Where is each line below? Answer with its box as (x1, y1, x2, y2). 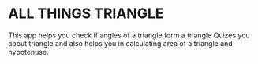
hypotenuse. (8, 47, 49, 56)
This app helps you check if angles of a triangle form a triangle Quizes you (8, 30, 250, 40)
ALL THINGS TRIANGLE (8, 5, 164, 23)
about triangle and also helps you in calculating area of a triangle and (8, 38, 233, 48)
